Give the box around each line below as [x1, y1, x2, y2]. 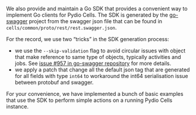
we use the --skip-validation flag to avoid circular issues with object [14, 47, 186, 54]
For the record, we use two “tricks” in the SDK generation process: [6, 36, 169, 42]
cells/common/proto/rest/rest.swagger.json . [6, 24, 117, 31]
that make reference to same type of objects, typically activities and [14, 54, 181, 60]
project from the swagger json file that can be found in [29, 18, 162, 24]
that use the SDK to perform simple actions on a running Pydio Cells [6, 97, 173, 104]
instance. [6, 103, 29, 110]
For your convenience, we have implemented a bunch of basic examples [6, 91, 184, 97]
